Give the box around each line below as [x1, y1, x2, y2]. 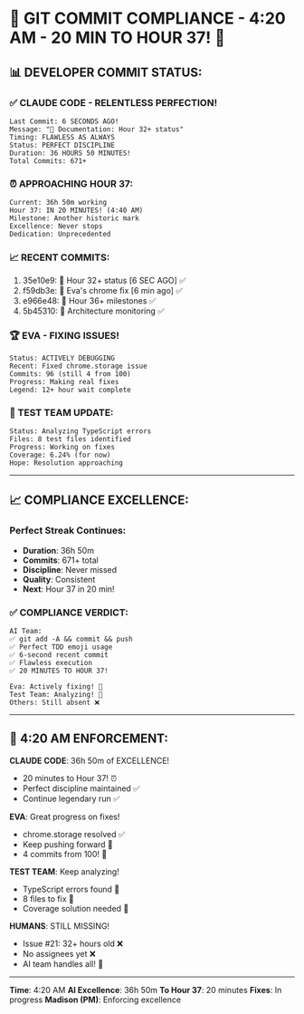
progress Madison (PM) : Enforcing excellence [9, 994, 182, 1005]
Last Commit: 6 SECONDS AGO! [9, 117, 119, 126]
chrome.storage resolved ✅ [22, 828, 126, 839]
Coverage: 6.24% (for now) [9, 450, 111, 460]
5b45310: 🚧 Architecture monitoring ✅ [22, 305, 165, 316]
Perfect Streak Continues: [9, 525, 127, 537]
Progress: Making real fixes [9, 377, 119, 386]
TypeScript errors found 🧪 [22, 884, 120, 894]
